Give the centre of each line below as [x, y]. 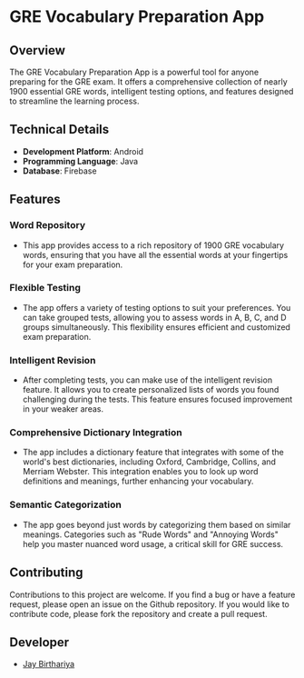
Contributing [46, 573]
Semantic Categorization [66, 504]
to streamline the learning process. [74, 101]
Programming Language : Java [80, 161]
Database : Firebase [59, 171]
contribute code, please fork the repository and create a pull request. [138, 613]
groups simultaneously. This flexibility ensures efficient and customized [156, 327]
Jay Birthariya [49, 664]
